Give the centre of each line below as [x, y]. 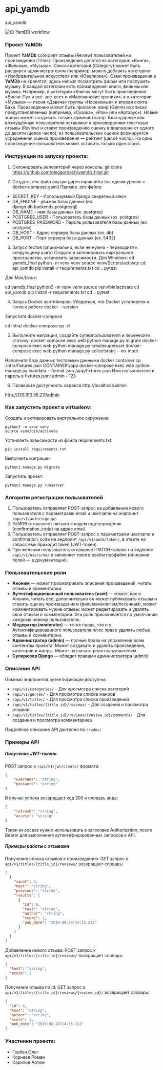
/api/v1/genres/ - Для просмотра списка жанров [64, 694]
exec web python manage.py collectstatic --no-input [85, 351]
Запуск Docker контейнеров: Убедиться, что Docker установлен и [81, 301]
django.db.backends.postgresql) [45, 207]
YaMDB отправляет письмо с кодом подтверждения [67, 524]
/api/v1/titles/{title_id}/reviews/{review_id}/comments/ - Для [79, 715]
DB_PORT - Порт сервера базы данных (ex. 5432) [64, 237]
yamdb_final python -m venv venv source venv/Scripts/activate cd [79, 263]
